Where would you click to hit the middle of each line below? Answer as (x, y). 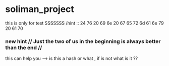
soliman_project (40, 9)
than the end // (24, 47)
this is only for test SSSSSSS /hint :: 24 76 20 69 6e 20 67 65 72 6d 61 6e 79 (84, 23)
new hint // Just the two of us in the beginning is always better (83, 41)
